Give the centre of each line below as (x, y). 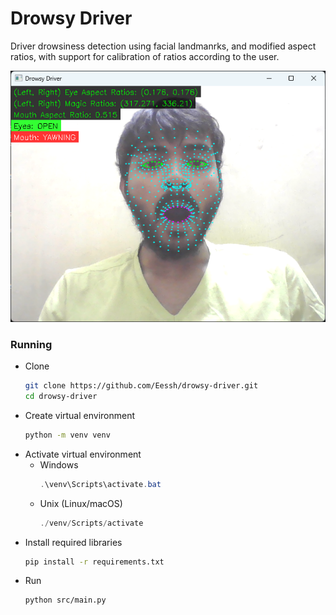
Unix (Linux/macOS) (81, 503)
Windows (59, 464)
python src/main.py (65, 600)
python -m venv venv (67, 435)
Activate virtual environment (83, 454)
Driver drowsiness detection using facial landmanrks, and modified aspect (163, 46)
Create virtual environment (80, 415)
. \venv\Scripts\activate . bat (100, 484)
